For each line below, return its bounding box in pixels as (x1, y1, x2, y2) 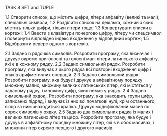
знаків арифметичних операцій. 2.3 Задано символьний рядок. (5, 72, 140, 77)
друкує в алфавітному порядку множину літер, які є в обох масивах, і (5, 120, 154, 125)
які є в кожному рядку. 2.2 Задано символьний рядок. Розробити (5, 61, 145, 67)
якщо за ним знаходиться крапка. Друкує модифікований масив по (5, 104, 150, 109)
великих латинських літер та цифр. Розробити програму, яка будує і (5, 114, 151, 120)
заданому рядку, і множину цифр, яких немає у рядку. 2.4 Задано (5, 88, 146, 93)
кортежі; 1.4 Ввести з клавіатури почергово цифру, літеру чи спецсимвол (5, 30, 162, 36)
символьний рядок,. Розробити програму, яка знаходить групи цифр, (5, 93, 154, 99)
